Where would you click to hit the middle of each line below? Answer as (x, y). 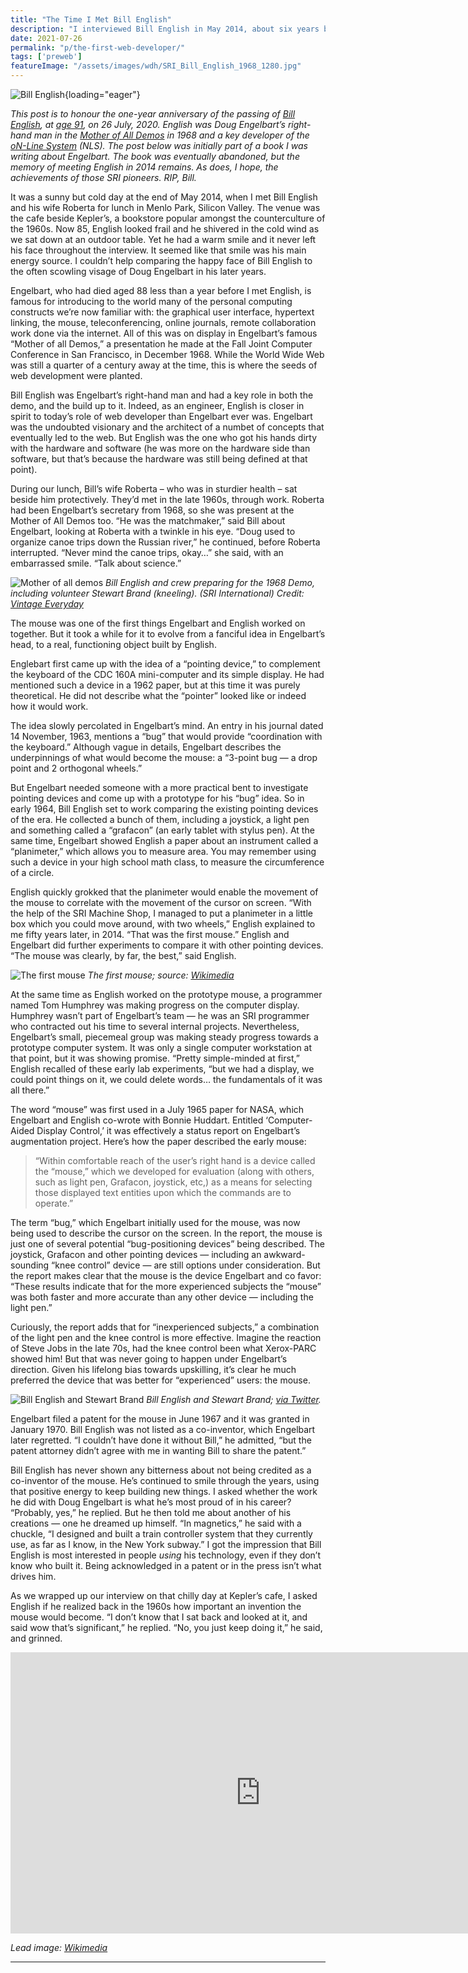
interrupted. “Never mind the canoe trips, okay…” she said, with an (147, 552)
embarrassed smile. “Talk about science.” (96, 563)
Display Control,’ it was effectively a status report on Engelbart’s (168, 1130)
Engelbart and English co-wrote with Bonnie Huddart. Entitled (137, 1120)
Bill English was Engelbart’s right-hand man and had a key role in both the (162, 395)
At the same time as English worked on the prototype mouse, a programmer (166, 994)
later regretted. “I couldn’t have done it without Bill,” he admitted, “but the (161, 1440)
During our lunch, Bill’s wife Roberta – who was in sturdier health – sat (154, 489)
